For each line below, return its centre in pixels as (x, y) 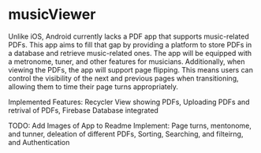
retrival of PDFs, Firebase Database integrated (84, 110)
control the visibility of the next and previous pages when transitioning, (123, 78)
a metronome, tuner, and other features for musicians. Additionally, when (127, 62)
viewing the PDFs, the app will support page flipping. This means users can (131, 69)
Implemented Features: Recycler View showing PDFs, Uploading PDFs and (129, 102)
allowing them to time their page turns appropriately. (93, 86)
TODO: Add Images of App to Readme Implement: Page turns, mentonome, (130, 125)
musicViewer (52, 15)
